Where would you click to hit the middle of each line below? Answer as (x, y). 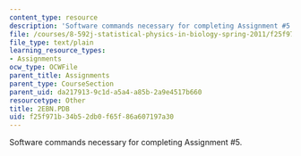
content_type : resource (54, 17)
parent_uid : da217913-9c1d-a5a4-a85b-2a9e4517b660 (106, 92)
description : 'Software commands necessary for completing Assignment (144, 26)
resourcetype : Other (48, 100)
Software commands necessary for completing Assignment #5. (126, 143)
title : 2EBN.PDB (39, 109)
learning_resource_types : (57, 51)
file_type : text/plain (52, 42)
